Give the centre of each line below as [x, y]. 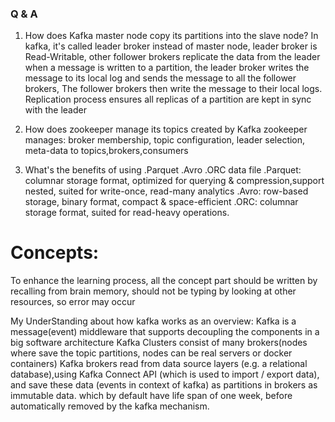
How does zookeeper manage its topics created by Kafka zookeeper [166, 129]
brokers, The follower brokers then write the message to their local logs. [173, 89]
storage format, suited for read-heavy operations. [127, 213]
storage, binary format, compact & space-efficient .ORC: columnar [161, 202]
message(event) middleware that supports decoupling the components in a [165, 332]
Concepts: [55, 253]
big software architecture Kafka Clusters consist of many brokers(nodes [159, 343]
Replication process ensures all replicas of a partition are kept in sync [168, 99]
